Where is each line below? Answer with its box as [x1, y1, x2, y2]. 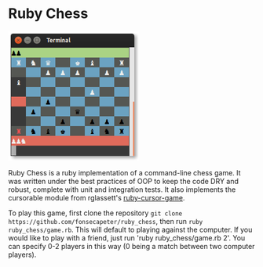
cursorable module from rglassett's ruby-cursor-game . [8, 193, 185, 202]
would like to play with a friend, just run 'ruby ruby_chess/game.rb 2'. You [8, 233, 246, 243]
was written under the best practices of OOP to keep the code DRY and [8, 176, 239, 186]
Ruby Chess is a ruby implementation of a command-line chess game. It [8, 168, 241, 177]
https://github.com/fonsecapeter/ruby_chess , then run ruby [8, 216, 203, 226]
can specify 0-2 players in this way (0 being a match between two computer [8, 241, 255, 251]
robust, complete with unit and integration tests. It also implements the [8, 185, 236, 194]
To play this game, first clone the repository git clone [8, 208, 183, 218]
